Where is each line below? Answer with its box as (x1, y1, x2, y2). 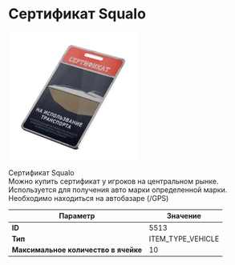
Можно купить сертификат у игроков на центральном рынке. (8, 176, 219, 186)
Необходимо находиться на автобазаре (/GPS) (8, 193, 169, 203)
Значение (167, 211, 202, 221)
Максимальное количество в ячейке (11, 245, 143, 255)
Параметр (59, 211, 95, 221)
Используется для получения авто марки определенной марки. (8, 185, 228, 195)
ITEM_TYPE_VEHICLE (148, 234, 220, 243)
